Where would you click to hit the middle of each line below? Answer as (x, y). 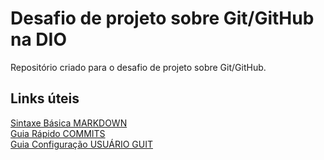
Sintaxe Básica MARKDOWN (69, 123)
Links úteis (45, 98)
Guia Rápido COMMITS (58, 133)
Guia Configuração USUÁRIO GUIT (81, 144)
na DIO (38, 39)
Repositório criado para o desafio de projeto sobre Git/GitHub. (138, 67)
